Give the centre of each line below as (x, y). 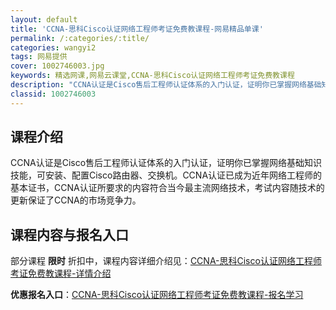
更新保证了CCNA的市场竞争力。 (76, 200)
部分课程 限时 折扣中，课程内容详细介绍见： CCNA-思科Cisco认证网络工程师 (166, 261)
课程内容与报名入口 (69, 234)
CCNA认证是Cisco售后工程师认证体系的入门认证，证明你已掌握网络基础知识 (166, 163)
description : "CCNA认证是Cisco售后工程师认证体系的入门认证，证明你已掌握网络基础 (166, 85)
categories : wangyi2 (53, 47)
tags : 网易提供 (39, 57)
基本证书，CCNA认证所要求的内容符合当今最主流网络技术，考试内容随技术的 (167, 188)
